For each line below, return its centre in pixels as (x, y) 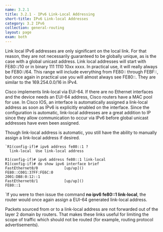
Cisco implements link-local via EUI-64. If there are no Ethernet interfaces (79, 92)
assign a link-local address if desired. (43, 137)
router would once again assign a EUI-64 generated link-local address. (76, 200)
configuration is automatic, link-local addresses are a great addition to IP (78, 112)
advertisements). (22, 225)
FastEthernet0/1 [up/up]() (44, 181)
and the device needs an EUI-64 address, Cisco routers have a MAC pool (79, 97)
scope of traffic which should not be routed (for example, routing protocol (79, 219)
